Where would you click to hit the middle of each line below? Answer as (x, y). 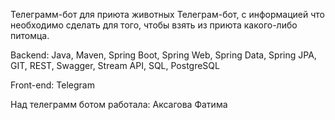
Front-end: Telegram (52, 85)
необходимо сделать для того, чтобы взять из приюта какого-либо (154, 25)
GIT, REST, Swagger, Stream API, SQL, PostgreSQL (115, 65)
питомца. (30, 35)
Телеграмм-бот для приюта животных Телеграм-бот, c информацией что (167, 14)
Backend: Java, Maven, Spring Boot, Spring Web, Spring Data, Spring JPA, (163, 55)
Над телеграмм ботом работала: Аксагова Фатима (119, 104)
